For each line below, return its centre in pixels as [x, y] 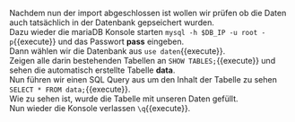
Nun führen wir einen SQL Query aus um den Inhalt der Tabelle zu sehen [143, 79]
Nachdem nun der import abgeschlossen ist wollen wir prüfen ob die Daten [148, 13]
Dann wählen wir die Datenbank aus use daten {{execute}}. [117, 51]
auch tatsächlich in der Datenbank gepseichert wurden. [112, 22]
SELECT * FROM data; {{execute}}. [70, 89]
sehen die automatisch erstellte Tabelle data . [92, 70]
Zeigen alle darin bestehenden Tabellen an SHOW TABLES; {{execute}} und [143, 61]
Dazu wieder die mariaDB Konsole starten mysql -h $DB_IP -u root [134, 32]
